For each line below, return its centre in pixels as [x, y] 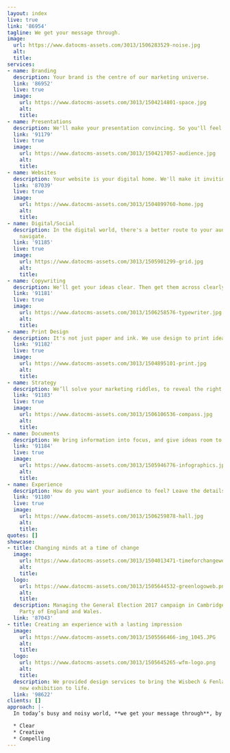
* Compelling [32, 739]
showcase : [21, 541]
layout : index [27, 13]
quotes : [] [23, 535]
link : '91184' [33, 446]
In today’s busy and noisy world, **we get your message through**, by [118, 714]
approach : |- [26, 707]
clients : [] [24, 701]
